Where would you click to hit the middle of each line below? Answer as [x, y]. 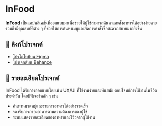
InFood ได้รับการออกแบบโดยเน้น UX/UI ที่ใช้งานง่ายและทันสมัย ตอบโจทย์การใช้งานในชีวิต [81, 90]
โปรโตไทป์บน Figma [31, 56]
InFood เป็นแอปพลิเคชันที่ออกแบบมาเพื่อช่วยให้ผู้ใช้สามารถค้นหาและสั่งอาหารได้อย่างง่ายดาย [81, 23]
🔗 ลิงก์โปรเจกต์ [24, 44]
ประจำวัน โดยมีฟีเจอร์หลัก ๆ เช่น [32, 96]
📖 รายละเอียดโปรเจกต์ [32, 78]
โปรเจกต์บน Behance [32, 62]
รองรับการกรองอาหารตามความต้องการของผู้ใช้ [50, 111]
